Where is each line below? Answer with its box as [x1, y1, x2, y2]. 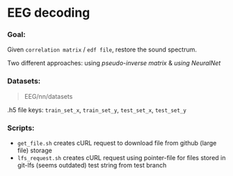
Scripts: [7, 123, 35, 133]
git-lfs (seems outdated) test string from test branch [17, 161, 167, 170]
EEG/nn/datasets [24, 92, 73, 100]
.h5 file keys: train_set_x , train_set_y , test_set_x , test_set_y [7, 106, 186, 114]
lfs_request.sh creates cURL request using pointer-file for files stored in [17, 154, 226, 162]
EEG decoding [7, 5, 90, 21]
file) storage [17, 146, 52, 154]
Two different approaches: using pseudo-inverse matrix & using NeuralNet [7, 59, 221, 67]
